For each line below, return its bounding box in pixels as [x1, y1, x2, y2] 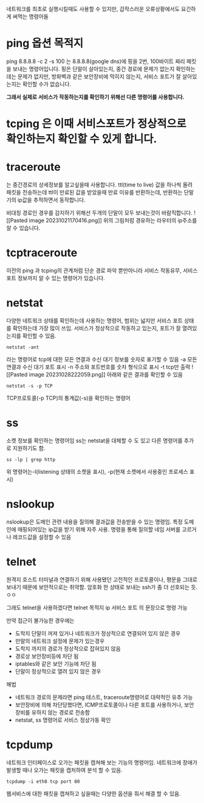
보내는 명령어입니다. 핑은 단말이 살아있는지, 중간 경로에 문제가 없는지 [12, 65, 175, 72]
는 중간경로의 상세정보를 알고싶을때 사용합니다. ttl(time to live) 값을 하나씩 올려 [6, 181, 193, 188]
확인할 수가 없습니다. [22, 80, 72, 87]
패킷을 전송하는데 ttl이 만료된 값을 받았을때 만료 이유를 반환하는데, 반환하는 [6, 189, 183, 196]
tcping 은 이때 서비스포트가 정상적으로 [6, 117, 186, 131]
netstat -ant [6, 344, 39, 350]
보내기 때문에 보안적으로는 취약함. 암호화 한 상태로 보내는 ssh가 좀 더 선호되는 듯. [6, 583, 198, 590]
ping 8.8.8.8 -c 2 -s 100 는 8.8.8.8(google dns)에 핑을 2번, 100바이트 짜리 [6, 57, 185, 65]
